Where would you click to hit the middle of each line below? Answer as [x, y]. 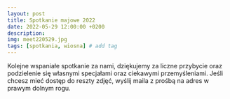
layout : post [26, 14]
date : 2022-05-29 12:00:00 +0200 [56, 26]
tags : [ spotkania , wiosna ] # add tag [62, 46]
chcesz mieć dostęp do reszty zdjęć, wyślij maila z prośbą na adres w [108, 81]
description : [26, 33]
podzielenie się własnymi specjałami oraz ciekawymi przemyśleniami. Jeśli [115, 73]
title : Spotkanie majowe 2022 [52, 20]
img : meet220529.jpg [38, 40]
